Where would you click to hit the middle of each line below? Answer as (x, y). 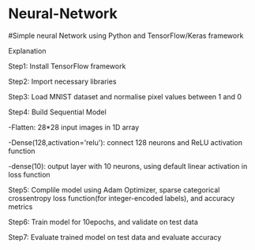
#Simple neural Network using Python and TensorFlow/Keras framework (126, 35)
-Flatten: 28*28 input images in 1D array (74, 127)
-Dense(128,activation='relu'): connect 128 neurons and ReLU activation (126, 142)
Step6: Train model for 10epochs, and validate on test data (103, 222)
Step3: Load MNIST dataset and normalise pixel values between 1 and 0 (125, 96)
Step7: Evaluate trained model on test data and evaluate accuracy (115, 237)
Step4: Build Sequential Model (57, 112)
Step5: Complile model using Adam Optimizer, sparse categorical (114, 189)
